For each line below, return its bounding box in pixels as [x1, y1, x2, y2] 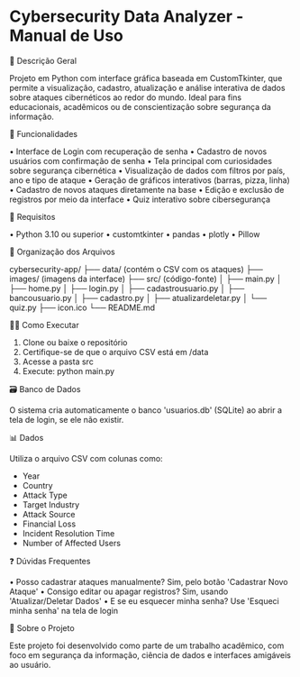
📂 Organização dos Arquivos [9, 246, 115, 257]
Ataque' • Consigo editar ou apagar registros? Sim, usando [9, 586, 229, 597]
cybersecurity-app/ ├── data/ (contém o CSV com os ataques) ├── [9, 263, 263, 274]
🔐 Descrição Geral [9, 55, 77, 66]
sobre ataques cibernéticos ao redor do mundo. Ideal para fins [9, 92, 241, 103]
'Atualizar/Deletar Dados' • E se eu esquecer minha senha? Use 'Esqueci [9, 595, 279, 606]
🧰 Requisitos [9, 211, 56, 222]
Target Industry [22, 499, 80, 510]
